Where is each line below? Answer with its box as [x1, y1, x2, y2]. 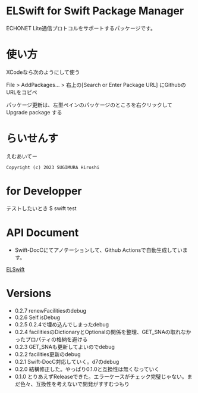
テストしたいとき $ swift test [6, 204, 77, 212]
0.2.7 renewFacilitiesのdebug [14, 307, 87, 314]
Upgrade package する [6, 108, 62, 116]
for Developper [6, 185, 82, 198]
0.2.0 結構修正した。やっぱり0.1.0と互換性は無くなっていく [14, 365, 160, 373]
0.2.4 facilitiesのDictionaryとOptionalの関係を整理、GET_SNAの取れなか [14, 328, 191, 335]
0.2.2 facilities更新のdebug [14, 350, 81, 358]
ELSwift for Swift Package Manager [6, 4, 184, 18]
